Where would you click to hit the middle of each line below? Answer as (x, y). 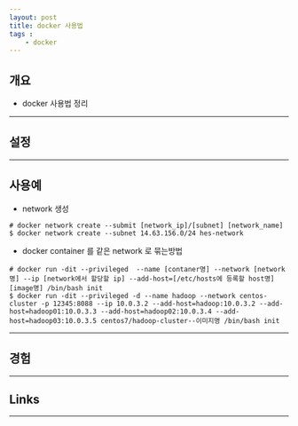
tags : (21, 34)
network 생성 (45, 209)
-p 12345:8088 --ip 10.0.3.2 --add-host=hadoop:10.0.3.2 (148, 304)
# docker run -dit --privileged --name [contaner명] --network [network (147, 269)
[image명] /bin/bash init (56, 288)
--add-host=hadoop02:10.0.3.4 (157, 312)
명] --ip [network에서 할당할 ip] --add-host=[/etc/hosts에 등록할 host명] (142, 279)
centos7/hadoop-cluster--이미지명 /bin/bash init (190, 320)
